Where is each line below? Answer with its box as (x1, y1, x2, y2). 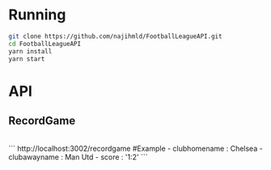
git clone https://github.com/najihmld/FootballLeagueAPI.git (8, 32, 222, 40)
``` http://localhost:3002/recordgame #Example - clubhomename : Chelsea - (8, 143, 263, 154)
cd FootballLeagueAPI (8, 39, 82, 48)
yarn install (8, 47, 53, 56)
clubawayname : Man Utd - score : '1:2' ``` (8, 152, 148, 162)
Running (8, 6, 66, 24)
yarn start (8, 55, 45, 63)
